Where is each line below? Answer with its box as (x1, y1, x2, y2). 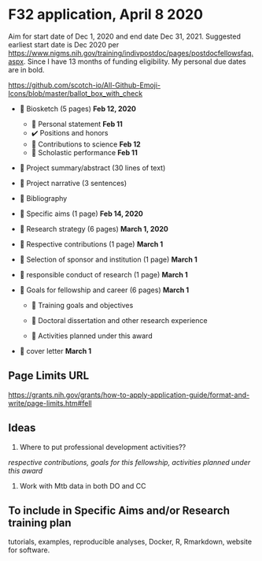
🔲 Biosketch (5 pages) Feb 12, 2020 (19, 104, 136, 113)
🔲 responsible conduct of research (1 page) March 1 (19, 269, 189, 279)
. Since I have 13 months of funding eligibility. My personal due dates (23, 57, 246, 66)
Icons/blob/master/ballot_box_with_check (8, 88, 143, 98)
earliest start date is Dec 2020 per (8, 39, 120, 49)
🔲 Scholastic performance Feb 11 (31, 147, 138, 157)
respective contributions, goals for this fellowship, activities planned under (8, 457, 251, 466)
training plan (8, 516, 72, 529)
